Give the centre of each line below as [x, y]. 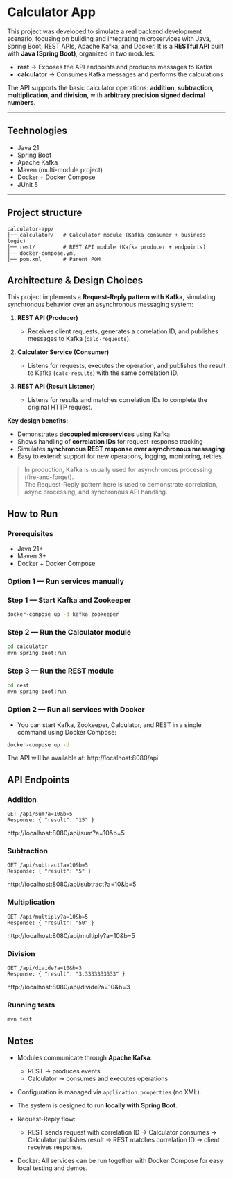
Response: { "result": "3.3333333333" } [67, 974]
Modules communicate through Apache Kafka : [85, 1057]
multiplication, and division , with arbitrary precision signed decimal [106, 95]
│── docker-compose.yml [42, 253]
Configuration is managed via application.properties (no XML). [109, 1092]
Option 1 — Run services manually [66, 581]
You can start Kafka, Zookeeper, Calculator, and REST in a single [110, 725]
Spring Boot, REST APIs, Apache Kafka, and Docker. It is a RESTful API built [115, 46]
